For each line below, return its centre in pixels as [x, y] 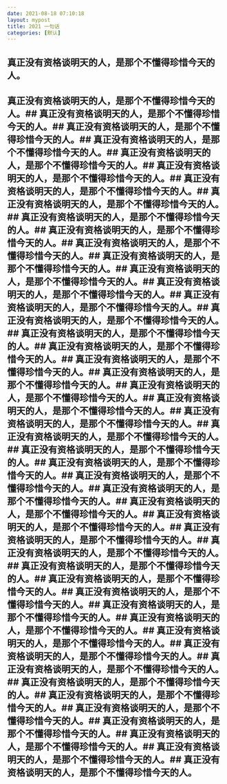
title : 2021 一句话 [33, 26]
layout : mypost [29, 20]
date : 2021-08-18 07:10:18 [46, 13]
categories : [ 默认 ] [34, 33]
